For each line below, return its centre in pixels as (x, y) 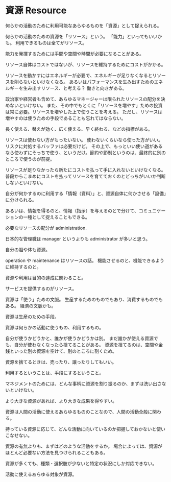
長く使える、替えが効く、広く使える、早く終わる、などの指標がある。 (79, 129)
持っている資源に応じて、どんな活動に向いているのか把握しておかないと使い (86, 429)
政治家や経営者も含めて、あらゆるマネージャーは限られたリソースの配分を (83, 99)
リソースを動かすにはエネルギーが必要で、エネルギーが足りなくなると (79, 75)
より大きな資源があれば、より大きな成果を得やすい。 (61, 401)
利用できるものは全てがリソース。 (51, 43)
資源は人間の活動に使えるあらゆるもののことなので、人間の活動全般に (79, 412)
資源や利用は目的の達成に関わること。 (45, 278)
